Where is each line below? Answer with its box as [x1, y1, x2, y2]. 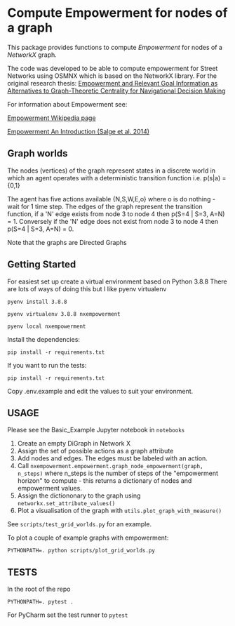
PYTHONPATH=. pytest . [7, 599, 74, 606]
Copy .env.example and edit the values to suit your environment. [7, 387, 194, 395]
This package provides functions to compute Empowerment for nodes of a [7, 43, 223, 51]
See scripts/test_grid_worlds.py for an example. [7, 520, 152, 528]
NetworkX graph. [7, 51, 58, 59]
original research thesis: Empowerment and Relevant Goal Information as [7, 79, 218, 87]
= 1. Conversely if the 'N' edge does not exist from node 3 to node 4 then [7, 217, 219, 225]
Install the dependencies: [7, 335, 81, 343]
